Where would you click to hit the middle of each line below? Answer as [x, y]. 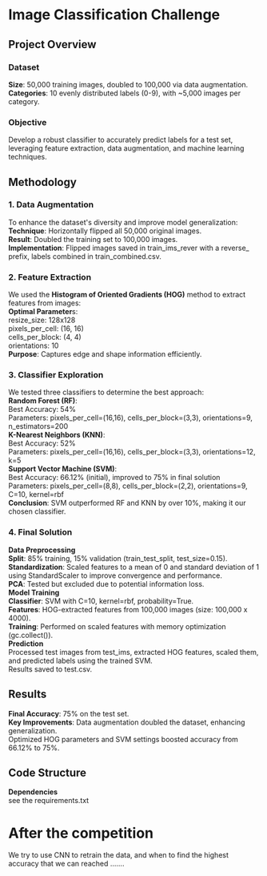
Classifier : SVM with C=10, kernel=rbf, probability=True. [101, 601]
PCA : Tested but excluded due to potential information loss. [106, 583]
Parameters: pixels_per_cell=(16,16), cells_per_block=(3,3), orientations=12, [132, 452]
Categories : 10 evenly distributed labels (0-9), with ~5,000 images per [125, 93]
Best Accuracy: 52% [42, 443]
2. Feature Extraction [50, 277]
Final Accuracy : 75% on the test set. [69, 713]
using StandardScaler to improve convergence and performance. [115, 575]
